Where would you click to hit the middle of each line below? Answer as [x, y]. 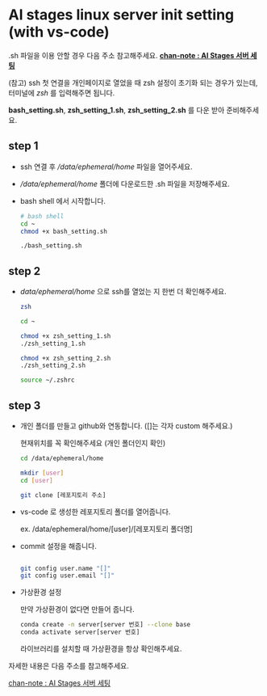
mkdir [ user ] [42, 473]
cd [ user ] [37, 480]
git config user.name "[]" [65, 568]
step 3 [25, 405]
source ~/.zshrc [47, 380]
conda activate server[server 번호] [80, 632]
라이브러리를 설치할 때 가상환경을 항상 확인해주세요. [101, 649]
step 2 [25, 271]
